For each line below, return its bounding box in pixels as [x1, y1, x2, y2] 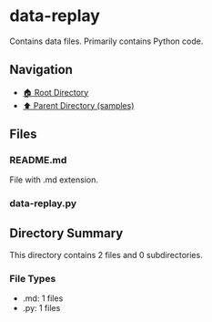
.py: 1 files [22, 303, 61, 314]
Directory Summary [9, 225, 124, 241]
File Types [9, 273, 56, 286]
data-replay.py [9, 197, 77, 210]
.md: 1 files [22, 293, 64, 304]
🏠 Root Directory [22, 87, 89, 98]
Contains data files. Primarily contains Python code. [9, 36, 204, 47]
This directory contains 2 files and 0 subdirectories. [9, 250, 203, 261]
